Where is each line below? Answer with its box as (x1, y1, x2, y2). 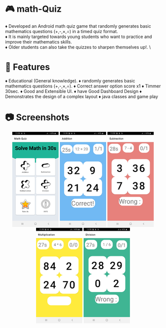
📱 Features (5, 62, 50, 73)
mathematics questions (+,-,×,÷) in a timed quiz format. (5, 28, 119, 34)
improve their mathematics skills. (5, 39, 72, 44)
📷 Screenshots (5, 112, 70, 123)
